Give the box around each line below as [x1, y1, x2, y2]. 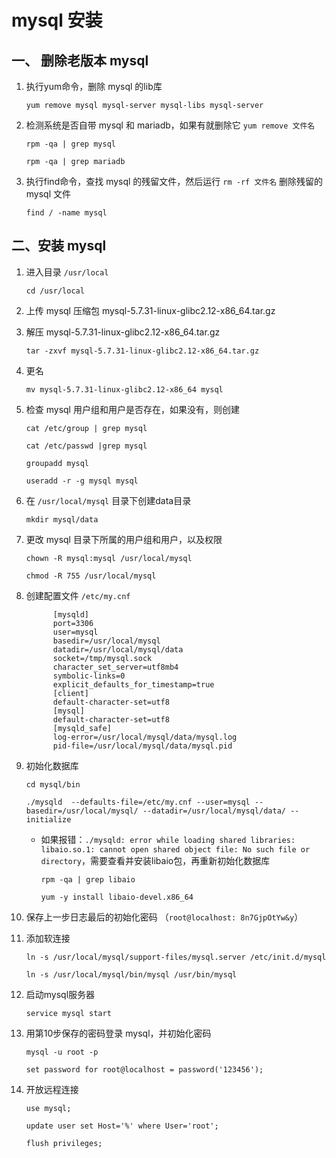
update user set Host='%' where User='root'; [25, 1121, 219, 1131]
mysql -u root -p [25, 1047, 99, 1057]
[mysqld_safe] [52, 723, 112, 733]
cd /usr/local [25, 286, 85, 296]
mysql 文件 [25, 188, 72, 200]
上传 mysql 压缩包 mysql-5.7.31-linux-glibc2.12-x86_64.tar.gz [25, 304, 276, 316]
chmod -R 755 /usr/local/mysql [25, 571, 157, 581]
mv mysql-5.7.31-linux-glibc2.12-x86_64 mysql [25, 384, 224, 395]
